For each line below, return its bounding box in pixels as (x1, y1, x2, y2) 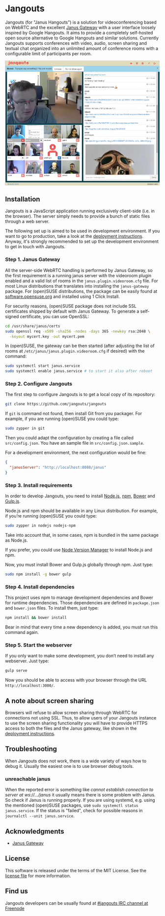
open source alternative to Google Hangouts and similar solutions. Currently (5, 35, 159, 41)
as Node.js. (5, 537, 28, 543)
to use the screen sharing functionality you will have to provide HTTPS (5, 720, 148, 726)
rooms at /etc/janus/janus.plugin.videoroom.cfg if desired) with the (5, 348, 145, 354)
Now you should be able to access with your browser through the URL (5, 677, 147, 683)
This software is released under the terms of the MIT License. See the (5, 867, 146, 873)
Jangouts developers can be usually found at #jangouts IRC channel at (5, 900, 148, 906)
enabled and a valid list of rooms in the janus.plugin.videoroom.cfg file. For (5, 278, 159, 284)
